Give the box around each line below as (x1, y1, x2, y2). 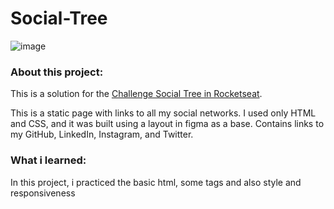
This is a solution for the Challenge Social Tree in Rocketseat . (10, 88, 263, 100)
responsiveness (10, 187, 76, 199)
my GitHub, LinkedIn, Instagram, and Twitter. (10, 128, 194, 141)
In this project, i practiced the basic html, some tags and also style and (10, 176, 302, 188)
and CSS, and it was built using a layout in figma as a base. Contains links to (10, 118, 325, 130)
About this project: (10, 65, 104, 79)
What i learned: (10, 153, 87, 167)
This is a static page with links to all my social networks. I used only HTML (10, 107, 317, 119)
